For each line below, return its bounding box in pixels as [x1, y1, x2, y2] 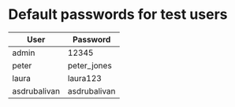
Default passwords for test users [8, 6, 228, 24]
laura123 [67, 72, 103, 83]
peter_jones [67, 60, 112, 71]
